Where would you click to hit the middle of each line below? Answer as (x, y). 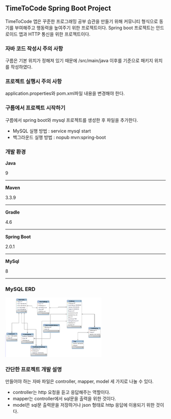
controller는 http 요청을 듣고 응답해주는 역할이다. (61, 392)
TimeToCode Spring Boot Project (58, 8)
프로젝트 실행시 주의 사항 (34, 82)
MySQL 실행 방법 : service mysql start (52, 131)
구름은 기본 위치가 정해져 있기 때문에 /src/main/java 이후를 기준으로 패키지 (79, 61)
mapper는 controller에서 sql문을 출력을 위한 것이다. (64, 399)
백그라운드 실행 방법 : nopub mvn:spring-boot (59, 137)
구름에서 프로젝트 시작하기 (35, 108)
